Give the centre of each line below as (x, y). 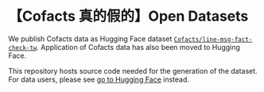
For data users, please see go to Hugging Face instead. (99, 79)
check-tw (23, 48)
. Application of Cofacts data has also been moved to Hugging (139, 47)
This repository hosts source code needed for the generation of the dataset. (133, 71)
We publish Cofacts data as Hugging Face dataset (90, 38)
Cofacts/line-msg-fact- (213, 39)
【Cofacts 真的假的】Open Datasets (128, 16)
